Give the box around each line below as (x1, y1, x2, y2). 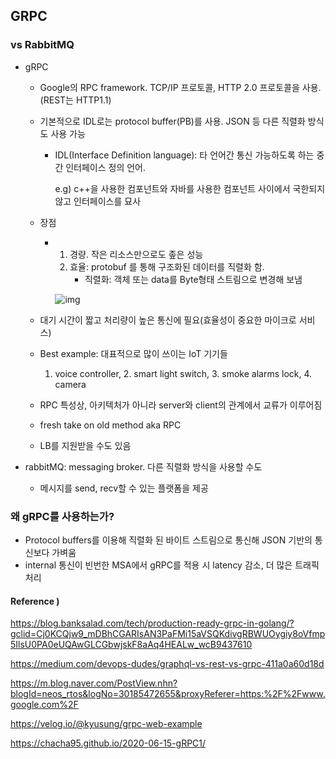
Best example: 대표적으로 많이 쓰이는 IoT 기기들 (39, 347, 228, 359)
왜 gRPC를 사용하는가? (10, 509, 115, 523)
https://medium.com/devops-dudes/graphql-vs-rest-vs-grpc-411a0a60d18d (10, 658, 325, 670)
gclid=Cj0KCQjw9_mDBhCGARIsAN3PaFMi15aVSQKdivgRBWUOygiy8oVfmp (10, 628, 326, 640)
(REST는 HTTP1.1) (39, 94, 112, 106)
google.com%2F (10, 699, 79, 711)
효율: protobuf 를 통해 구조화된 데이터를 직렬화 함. (69, 260, 265, 273)
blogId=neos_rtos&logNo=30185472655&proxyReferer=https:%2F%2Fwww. (10, 688, 326, 700)
